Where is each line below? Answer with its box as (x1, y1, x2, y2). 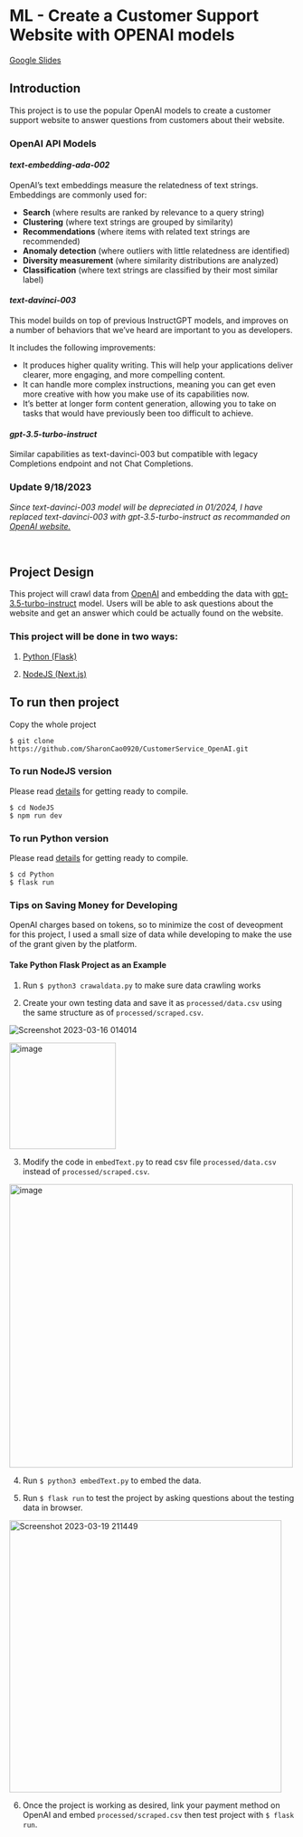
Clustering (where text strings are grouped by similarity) (22, 216, 233, 227)
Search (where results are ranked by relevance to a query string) (22, 206, 265, 217)
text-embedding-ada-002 (9, 159, 110, 170)
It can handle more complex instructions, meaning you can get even (22, 379, 276, 390)
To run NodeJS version (9, 765, 112, 778)
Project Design (9, 564, 95, 579)
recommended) (22, 235, 80, 246)
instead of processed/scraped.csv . (22, 1165, 150, 1177)
